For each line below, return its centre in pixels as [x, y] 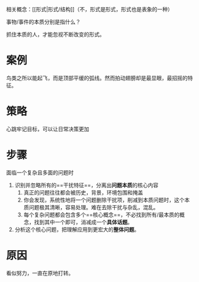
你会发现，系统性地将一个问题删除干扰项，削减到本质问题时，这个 [104, 200]
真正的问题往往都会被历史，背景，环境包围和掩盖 [83, 192]
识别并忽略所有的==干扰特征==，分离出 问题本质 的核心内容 [86, 185]
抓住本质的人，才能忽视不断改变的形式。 [55, 34]
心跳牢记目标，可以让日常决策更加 [48, 129]
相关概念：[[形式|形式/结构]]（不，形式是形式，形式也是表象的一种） [90, 9]
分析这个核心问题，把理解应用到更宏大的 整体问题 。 [77, 229]
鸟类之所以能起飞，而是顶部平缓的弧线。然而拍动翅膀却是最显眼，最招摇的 [97, 78]
